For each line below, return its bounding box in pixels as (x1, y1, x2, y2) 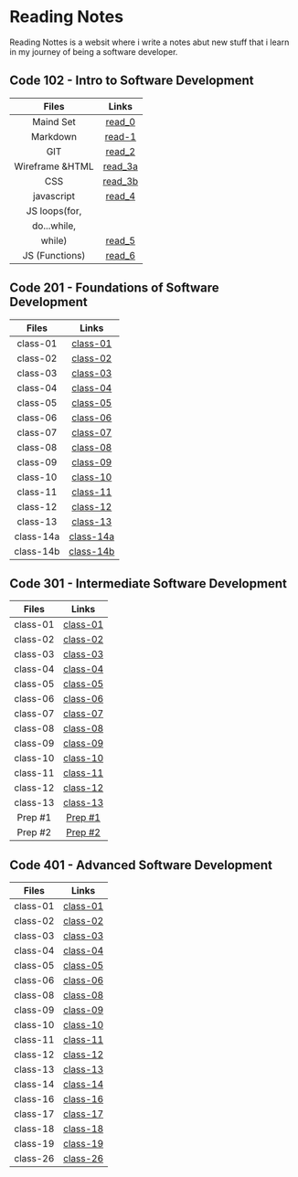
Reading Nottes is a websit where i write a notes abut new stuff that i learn (9, 37, 290, 48)
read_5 (105, 234, 135, 247)
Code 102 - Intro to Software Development (9, 73, 254, 89)
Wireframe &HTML (14, 160, 94, 173)
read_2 (105, 144, 135, 157)
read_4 (105, 189, 135, 202)
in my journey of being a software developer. (9, 46, 178, 57)
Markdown (30, 130, 78, 143)
